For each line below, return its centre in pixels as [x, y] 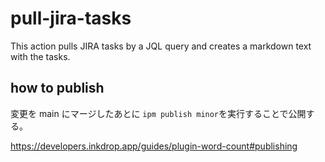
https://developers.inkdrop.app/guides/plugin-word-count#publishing [154, 146]
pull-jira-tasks [71, 18]
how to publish [57, 88]
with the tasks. [40, 56]
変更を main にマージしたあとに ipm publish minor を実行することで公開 [158, 113]
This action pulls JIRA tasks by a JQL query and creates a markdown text [161, 46]
